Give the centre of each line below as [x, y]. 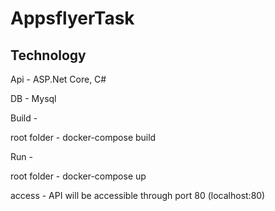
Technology [48, 55]
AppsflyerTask [72, 18]
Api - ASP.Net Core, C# [58, 79]
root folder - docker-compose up [78, 176]
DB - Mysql [33, 98]
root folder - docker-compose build [83, 137]
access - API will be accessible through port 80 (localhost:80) [138, 195]
